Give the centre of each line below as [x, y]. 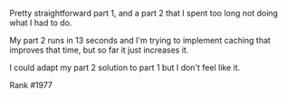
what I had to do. [41, 23]
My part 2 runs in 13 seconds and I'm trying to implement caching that [140, 40]
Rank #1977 [31, 85]
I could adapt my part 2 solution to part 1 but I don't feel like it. [125, 68]
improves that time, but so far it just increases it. [99, 50]
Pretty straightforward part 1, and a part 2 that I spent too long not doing [144, 13]
